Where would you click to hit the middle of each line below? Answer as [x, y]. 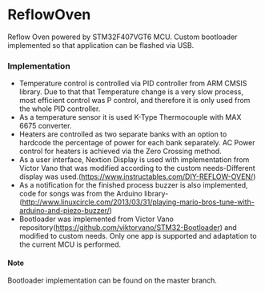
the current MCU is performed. [70, 244]
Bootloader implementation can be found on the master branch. [112, 280]
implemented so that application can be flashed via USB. [101, 45]
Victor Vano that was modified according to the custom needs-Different [137, 168]
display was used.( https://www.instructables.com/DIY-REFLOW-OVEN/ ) [137, 176]
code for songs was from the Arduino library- [94, 194]
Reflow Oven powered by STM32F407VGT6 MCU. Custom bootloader [122, 37]
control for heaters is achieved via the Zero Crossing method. [120, 151]
